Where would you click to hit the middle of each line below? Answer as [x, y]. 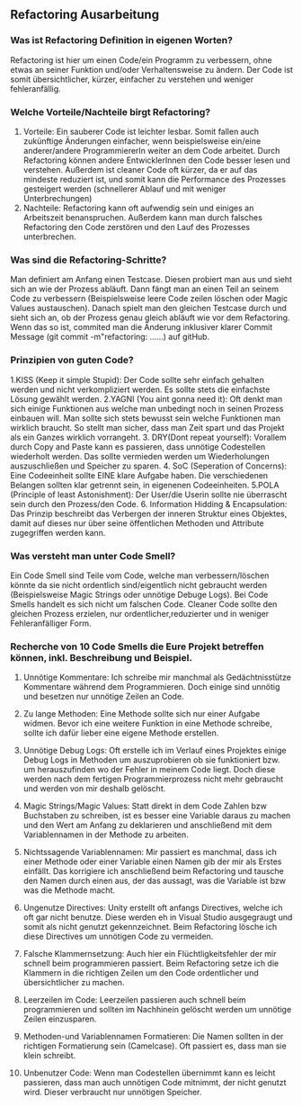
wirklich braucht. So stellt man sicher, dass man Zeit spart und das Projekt [147, 427]
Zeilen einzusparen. [60, 1019]
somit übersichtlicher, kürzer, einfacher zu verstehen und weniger [132, 79]
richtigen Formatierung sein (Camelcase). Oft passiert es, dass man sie [155, 1046]
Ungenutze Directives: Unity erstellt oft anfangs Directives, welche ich [153, 908]
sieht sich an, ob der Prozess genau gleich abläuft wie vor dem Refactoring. [150, 317]
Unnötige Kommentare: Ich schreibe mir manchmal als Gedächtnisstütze [157, 677]
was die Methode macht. [69, 890]
